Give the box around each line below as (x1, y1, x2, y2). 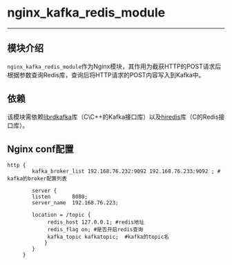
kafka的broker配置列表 (7, 175, 68, 182)
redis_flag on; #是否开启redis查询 (47, 226, 144, 233)
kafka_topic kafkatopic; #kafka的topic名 (47, 233, 169, 241)
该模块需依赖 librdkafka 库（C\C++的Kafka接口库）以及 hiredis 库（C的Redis (7, 112, 219, 121)
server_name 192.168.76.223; (32, 199, 119, 206)
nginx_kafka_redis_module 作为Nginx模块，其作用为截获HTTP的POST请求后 (7, 62, 222, 70)
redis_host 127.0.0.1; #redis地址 (47, 219, 145, 226)
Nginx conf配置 (7, 143, 74, 155)
